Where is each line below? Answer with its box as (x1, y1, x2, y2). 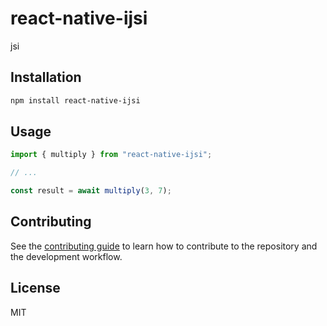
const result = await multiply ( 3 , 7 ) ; (10, 186, 172, 196)
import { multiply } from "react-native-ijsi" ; (10, 150, 213, 160)
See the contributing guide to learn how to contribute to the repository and (10, 240, 318, 252)
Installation (10, 69, 82, 86)
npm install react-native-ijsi (10, 95, 141, 106)
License (10, 280, 61, 297)
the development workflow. (10, 250, 123, 262)
